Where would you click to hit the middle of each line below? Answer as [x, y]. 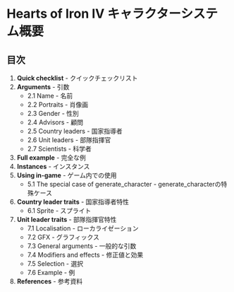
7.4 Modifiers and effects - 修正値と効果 [85, 255]
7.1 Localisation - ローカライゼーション [83, 228]
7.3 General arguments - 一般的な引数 [82, 246]
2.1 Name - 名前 [50, 96]
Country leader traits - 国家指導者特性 [73, 202]
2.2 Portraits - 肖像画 [58, 105]
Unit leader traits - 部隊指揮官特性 [67, 220]
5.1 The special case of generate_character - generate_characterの [124, 184]
